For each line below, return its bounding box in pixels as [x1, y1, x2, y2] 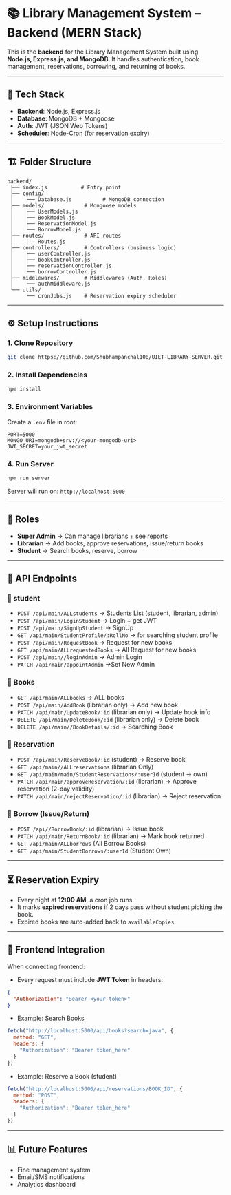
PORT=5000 [7, 431, 36, 438]
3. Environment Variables [7, 402, 93, 412]
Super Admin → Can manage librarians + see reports [16, 532, 168, 540]
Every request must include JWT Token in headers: [16, 975, 164, 984]
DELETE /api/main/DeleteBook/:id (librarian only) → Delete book [16, 715, 199, 723]
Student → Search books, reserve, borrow [16, 546, 137, 554]
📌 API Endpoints [7, 572, 78, 584]
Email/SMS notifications [16, 1172, 85, 1181]
